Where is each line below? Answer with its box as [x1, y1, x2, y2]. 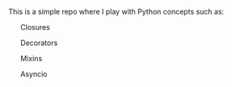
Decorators [19, 38, 58, 48]
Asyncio [19, 69, 48, 79]
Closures [19, 23, 51, 31]
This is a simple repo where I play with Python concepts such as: [8, 7, 225, 16]
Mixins [19, 54, 43, 63]
